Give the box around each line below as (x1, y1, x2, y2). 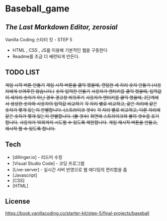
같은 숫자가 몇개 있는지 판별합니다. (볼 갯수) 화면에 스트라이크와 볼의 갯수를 (5, 113, 150, 119)
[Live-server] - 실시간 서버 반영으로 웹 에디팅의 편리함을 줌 (12, 166, 128, 172)
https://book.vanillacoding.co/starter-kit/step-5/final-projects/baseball (5, 210, 150, 217)
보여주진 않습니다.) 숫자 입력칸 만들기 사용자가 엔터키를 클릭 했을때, (18, 88, 149, 94)
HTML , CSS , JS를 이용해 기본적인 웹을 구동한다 (12, 47, 108, 53)
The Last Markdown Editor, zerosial (5, 23, 118, 31)
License (5, 197, 30, 206)
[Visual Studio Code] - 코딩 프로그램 (12, 160, 84, 166)
